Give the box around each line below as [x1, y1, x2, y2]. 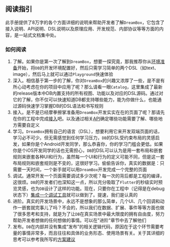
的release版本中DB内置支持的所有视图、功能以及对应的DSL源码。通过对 [12, 90, 164, 97]
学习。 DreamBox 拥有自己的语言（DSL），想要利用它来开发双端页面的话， [12, 129, 163, 135]
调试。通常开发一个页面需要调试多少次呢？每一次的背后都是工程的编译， [12, 173, 164, 179]
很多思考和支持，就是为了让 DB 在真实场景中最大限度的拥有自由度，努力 [17, 211, 165, 217]
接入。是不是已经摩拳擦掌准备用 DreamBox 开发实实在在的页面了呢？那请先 [12, 109, 165, 115]
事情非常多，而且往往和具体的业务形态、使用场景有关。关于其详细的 [21, 230, 164, 236]
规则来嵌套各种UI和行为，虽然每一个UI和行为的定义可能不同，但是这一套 [12, 154, 165, 160]
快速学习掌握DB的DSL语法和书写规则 [26, 103, 104, 109]
